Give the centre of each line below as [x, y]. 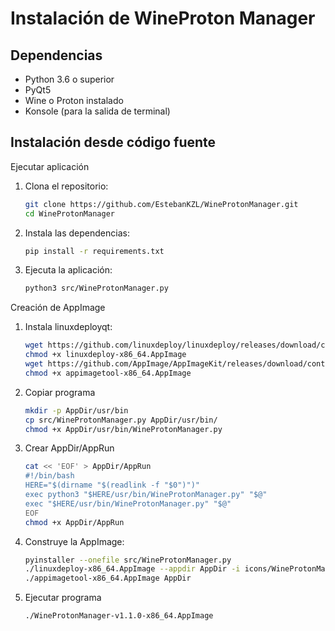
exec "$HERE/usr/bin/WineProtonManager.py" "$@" [128, 503]
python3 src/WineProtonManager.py [96, 288]
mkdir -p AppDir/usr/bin [76, 410]
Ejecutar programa [63, 598]
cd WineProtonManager [69, 213]
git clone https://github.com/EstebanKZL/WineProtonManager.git [161, 204]
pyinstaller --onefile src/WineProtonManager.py [128, 560]
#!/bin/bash [49, 476]
